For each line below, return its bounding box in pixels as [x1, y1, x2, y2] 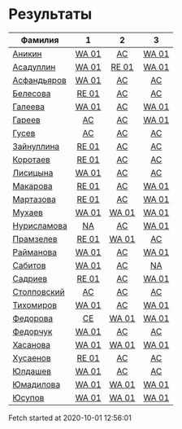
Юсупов [12, 392, 45, 403]
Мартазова [12, 193, 57, 204]
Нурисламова [12, 220, 67, 231]
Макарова [12, 180, 53, 191]
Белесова [12, 87, 51, 98]
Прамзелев [12, 233, 58, 244]
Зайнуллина [12, 140, 60, 151]
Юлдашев [12, 366, 51, 377]
